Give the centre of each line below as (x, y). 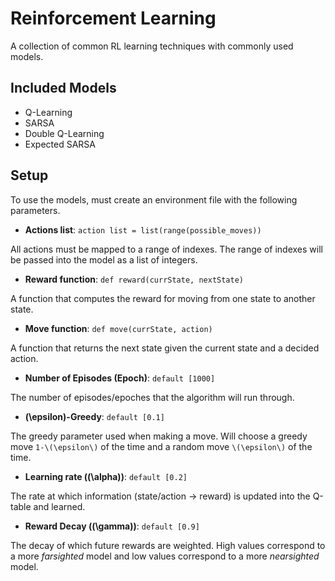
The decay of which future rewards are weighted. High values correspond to (168, 545)
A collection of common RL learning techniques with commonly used (152, 46)
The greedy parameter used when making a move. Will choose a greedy (159, 436)
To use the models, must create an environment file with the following (154, 199)
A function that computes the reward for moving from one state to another (163, 298)
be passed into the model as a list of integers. (104, 259)
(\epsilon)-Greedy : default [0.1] (94, 416)
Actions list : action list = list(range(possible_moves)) (143, 229)
